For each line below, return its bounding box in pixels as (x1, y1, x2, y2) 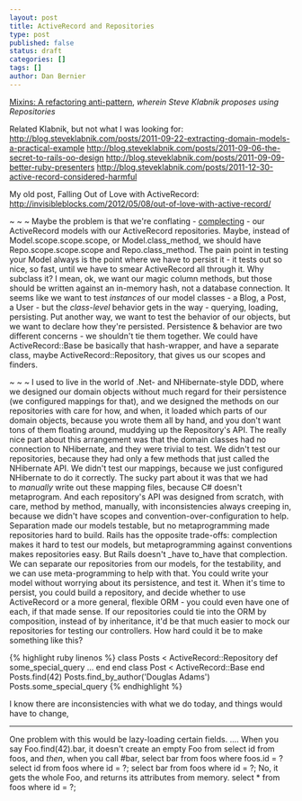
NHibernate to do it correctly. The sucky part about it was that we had (9, 472, 268, 482)
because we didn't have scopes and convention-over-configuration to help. (9, 510, 289, 521)
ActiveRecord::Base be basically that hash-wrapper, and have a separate (9, 339, 280, 351)
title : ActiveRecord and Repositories (9, 22, 155, 31)
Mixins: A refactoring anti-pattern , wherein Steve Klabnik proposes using (9, 96, 280, 107)
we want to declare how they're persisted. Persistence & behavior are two (9, 320, 283, 331)
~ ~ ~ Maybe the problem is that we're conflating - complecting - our (9, 215, 265, 226)
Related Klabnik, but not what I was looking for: (9, 123, 184, 134)
